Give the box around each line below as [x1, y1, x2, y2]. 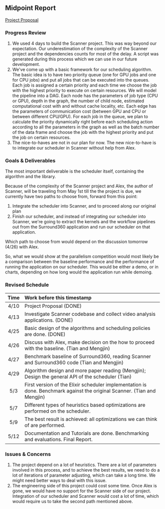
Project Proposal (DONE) [24, 302, 82, 309]
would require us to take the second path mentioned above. [12, 499, 133, 504]
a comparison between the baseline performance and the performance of [5, 259, 155, 265]
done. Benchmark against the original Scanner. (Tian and [24, 387, 156, 394]
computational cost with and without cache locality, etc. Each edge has [12, 103, 157, 109]
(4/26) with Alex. [5, 244, 39, 250]
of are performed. [24, 421, 65, 428]
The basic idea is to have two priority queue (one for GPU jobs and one [12, 72, 156, 78]
